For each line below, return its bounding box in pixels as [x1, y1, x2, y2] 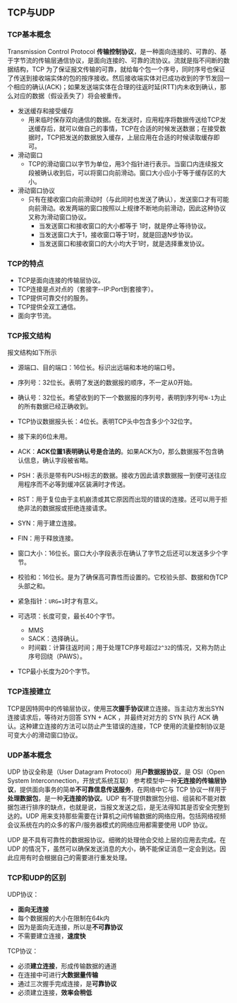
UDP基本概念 [7, 750, 51, 760]
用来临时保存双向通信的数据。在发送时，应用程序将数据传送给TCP [28, 115, 220, 124]
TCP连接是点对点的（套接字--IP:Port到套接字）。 [17, 285, 157, 293]
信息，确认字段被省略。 [23, 456, 92, 465]
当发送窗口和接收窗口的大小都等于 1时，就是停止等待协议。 [38, 222, 210, 230]
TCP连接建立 [7, 687, 51, 697]
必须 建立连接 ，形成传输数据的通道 [17, 962, 117, 970]
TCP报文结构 [7, 331, 51, 340]
